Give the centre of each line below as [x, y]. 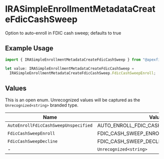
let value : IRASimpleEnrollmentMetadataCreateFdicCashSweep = [70, 68]
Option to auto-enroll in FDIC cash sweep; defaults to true [63, 33]
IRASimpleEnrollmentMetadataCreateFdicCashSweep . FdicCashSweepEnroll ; [83, 73]
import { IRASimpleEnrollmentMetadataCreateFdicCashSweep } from [73, 60]
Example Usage [29, 48]
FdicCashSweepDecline [32, 141]
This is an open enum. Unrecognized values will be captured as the [73, 100]
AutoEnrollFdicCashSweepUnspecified [50, 125]
